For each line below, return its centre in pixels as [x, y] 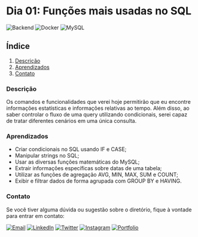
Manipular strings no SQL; [47, 156]
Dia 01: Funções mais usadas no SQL [99, 11]
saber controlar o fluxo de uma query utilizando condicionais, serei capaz [97, 115]
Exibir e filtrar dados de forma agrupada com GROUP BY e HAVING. [98, 181]
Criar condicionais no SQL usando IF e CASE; [71, 149]
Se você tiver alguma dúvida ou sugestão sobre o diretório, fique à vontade [99, 210]
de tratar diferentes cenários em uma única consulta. [71, 121]
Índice [18, 46]
